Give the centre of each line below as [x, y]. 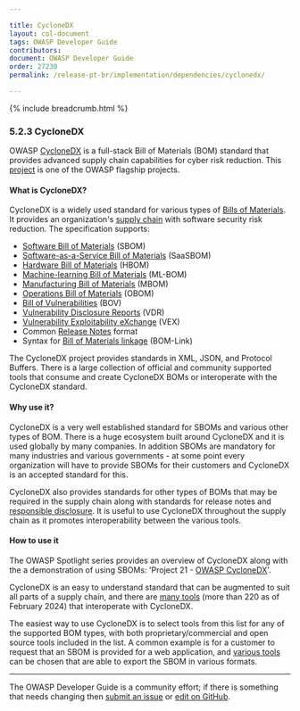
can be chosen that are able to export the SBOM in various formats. [133, 661]
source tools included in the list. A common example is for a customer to [142, 642]
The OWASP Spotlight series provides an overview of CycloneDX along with [149, 560]
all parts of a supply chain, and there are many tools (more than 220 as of [144, 596]
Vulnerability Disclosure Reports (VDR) [93, 312]
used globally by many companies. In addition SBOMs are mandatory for [142, 446]
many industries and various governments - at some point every [127, 455]
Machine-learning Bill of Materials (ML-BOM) [104, 275]
